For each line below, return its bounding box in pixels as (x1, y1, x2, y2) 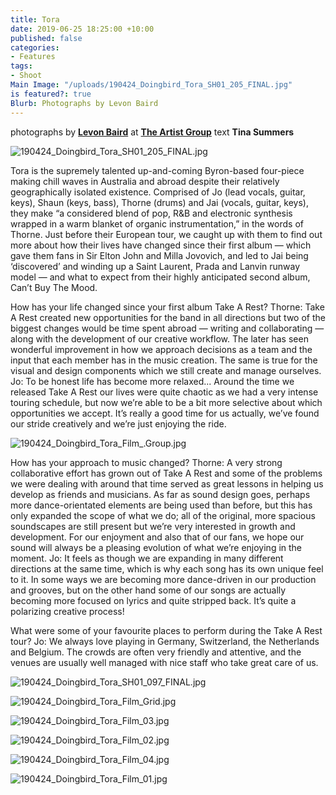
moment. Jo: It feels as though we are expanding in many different (10, 552, 284, 564)
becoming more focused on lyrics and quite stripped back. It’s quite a (10, 594, 297, 606)
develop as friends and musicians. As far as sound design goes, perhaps (10, 488, 311, 500)
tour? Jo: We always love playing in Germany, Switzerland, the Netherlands (10, 635, 320, 647)
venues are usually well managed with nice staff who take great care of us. (10, 656, 319, 668)
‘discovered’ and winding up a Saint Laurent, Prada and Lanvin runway (10, 260, 301, 272)
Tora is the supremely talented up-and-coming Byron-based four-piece (10, 164, 305, 176)
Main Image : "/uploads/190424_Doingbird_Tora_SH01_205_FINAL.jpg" (10, 80, 293, 90)
